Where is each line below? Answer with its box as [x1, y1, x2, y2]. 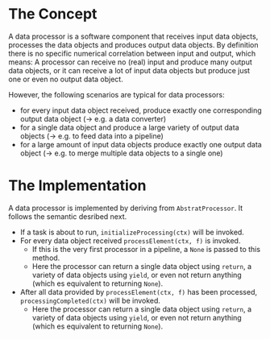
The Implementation [8, 176, 147, 195]
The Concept [8, 5, 98, 23]
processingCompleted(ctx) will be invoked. [19, 296, 161, 305]
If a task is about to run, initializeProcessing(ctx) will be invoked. [19, 227, 244, 237]
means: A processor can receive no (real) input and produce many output [8, 57, 252, 67]
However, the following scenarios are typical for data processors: [8, 89, 225, 99]
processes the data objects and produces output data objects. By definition [8, 39, 259, 49]
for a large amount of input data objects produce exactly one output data [19, 139, 262, 149]
